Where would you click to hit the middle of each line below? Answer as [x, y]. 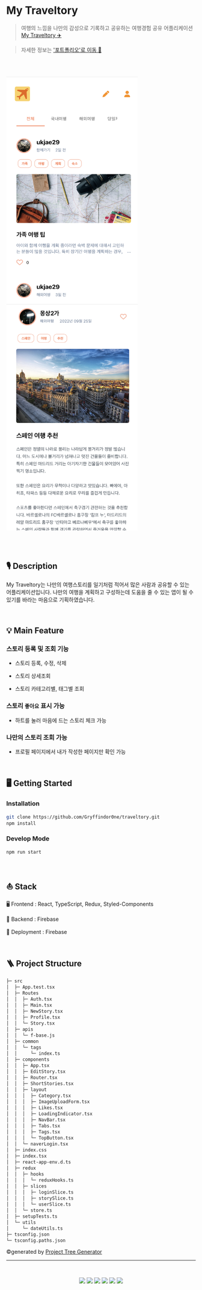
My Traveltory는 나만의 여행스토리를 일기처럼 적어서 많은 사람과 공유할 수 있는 [98, 584]
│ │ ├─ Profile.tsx [33, 1017]
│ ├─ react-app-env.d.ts [38, 1162]
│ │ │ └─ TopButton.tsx [40, 1138]
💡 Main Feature [35, 631]
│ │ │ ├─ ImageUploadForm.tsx [48, 1102]
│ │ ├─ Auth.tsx [29, 999]
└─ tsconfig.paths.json [36, 1241]
